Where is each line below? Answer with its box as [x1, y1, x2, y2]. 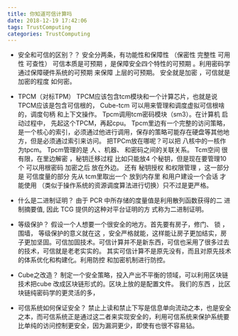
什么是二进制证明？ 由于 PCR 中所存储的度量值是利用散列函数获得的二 [17, 196, 222, 205]
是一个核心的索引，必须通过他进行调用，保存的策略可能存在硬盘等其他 [17, 128, 224, 136]
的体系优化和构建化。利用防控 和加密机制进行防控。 [17, 256, 169, 264]
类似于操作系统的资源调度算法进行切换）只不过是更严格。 [44, 181, 213, 190]
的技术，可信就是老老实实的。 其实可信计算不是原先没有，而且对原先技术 [17, 246, 232, 256]
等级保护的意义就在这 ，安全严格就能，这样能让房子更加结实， [38, 229, 221, 238]
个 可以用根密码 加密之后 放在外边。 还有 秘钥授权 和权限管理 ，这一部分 [17, 163, 229, 172]
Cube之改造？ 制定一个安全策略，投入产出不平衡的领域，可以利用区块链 [17, 271, 229, 279]
